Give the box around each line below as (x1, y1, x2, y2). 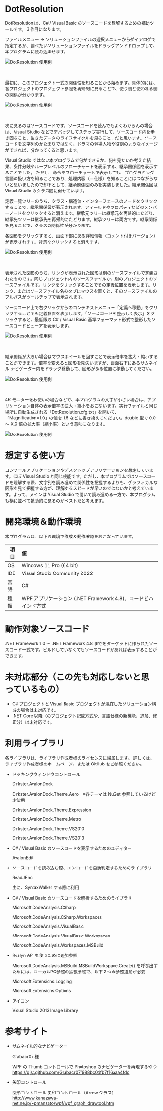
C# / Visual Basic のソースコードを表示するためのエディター (12, 845, 132, 851)
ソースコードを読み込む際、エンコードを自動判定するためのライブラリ (12, 865, 153, 870)
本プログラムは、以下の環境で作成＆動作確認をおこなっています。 (5, 533, 136, 539)
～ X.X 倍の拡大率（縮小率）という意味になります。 (5, 421, 108, 427)
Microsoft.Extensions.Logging (12, 978, 72, 984)
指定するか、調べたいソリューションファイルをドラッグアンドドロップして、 (5, 42, 158, 48)
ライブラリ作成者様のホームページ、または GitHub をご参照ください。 (5, 761, 145, 766)
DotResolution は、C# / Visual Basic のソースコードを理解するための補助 (5, 20, 150, 26)
